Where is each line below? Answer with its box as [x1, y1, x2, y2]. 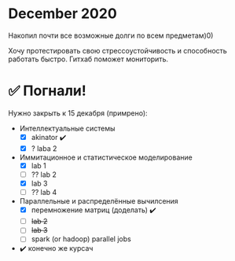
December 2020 [8, 5, 118, 23]
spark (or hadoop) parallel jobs [31, 234, 131, 244]
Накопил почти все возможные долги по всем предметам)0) [8, 31, 214, 40]
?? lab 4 [31, 188, 57, 197]
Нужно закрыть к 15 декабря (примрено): [8, 108, 148, 118]
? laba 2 [31, 143, 57, 153]
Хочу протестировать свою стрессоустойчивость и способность [8, 46, 228, 55]
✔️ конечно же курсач [19, 244, 94, 253]
